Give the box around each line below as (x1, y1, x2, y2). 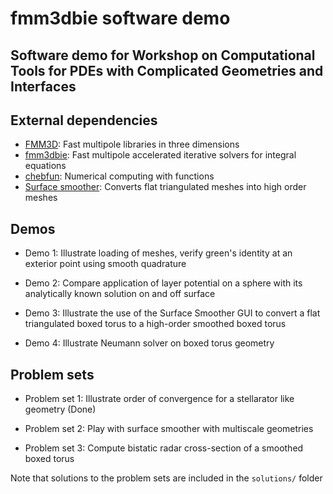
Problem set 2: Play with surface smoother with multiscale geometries (24, 423, 314, 435)
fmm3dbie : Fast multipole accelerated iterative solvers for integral (24, 149, 297, 161)
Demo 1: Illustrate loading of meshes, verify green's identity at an (24, 247, 293, 259)
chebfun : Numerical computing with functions (24, 170, 215, 182)
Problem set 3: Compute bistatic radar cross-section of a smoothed (24, 442, 304, 454)
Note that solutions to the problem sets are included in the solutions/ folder (10, 472, 323, 484)
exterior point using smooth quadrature (24, 258, 187, 270)
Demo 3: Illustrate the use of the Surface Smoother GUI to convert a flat (24, 307, 321, 319)
